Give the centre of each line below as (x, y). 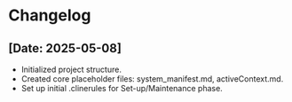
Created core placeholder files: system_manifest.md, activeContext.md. (152, 79)
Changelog (50, 16)
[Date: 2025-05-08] (65, 48)
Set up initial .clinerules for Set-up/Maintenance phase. (122, 88)
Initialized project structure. (71, 69)
